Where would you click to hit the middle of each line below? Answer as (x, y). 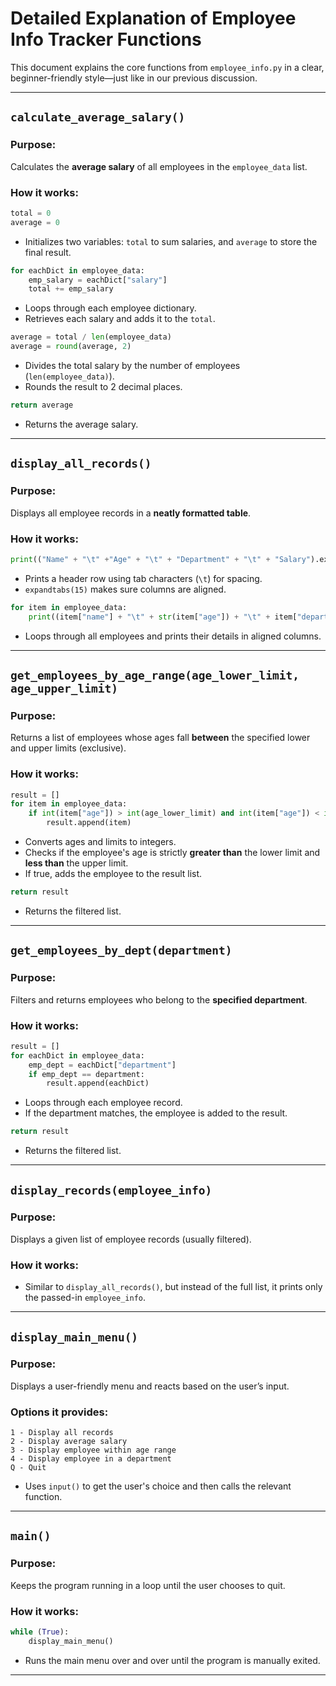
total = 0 (31, 213)
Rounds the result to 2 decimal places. (103, 387)
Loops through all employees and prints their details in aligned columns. (173, 636)
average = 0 (35, 222)
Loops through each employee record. (103, 1103)
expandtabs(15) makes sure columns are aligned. (125, 589)
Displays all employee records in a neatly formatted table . (131, 513)
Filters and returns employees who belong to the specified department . (159, 999)
